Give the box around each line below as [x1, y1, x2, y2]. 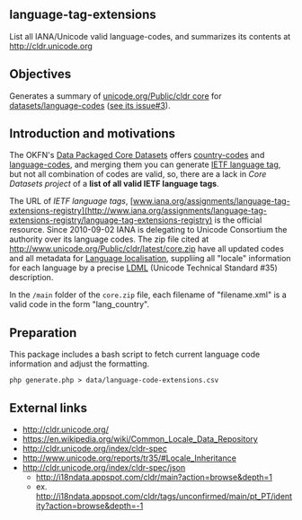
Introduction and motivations [9, 126, 176, 142]
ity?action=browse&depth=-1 [35, 500, 144, 511]
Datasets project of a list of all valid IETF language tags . [9, 179, 219, 189]
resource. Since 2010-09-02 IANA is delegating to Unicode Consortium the [9, 225, 288, 235]
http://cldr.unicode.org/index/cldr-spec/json [22, 463, 186, 473]
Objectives [9, 66, 72, 82]
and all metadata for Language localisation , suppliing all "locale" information [9, 253, 291, 264]
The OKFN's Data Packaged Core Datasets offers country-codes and [9, 150, 265, 161]
